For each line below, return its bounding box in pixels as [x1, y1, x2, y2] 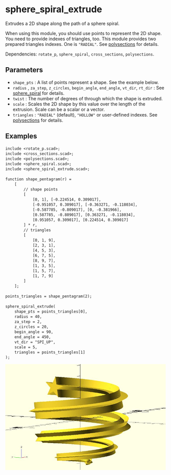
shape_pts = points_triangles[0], [14, 309, 88, 314]
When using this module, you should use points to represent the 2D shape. [5, 30, 162, 36]
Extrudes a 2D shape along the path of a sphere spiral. [5, 20, 120, 26]
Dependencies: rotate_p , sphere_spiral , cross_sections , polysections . [5, 51, 154, 57]
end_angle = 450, [14, 334, 51, 340]
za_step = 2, [14, 319, 42, 324]
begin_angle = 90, [14, 329, 53, 334]
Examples [5, 132, 37, 141]
